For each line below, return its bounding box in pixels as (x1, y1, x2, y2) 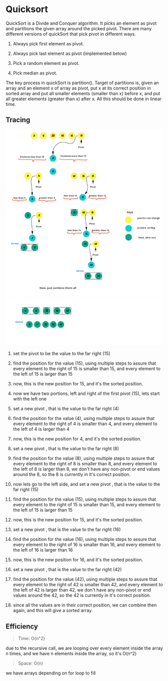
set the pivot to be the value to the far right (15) (13, 351, 111, 357)
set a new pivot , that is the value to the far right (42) (13, 567, 122, 573)
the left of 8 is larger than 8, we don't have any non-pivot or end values (13, 466, 160, 472)
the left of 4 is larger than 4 (13, 426, 70, 432)
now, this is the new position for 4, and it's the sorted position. (13, 436, 142, 442)
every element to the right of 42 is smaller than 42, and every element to (13, 582, 163, 588)
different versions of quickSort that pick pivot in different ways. (6, 31, 136, 37)
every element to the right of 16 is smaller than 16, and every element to (13, 541, 161, 548)
